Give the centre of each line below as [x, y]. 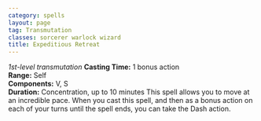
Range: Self [28, 75]
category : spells [37, 15]
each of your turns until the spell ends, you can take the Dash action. [119, 109]
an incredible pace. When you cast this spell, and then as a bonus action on [130, 101]
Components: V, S [38, 84]
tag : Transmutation [40, 30]
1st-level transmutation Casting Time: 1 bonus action [94, 67]
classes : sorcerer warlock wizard [65, 37]
